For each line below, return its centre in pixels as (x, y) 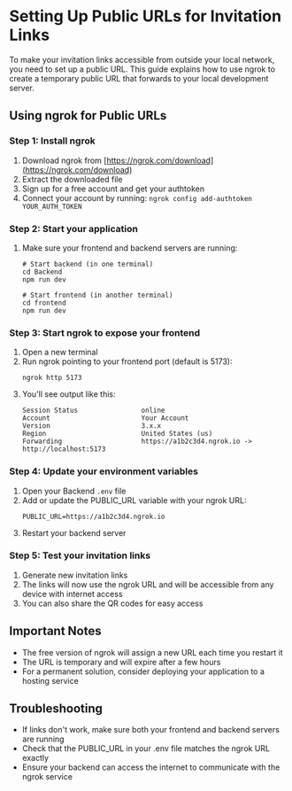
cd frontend (44, 303)
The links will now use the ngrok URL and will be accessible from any (148, 584)
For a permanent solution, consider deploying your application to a (143, 671)
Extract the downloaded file (72, 179)
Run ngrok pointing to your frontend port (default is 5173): (127, 361)
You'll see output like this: (69, 394)
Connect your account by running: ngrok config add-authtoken (137, 198)
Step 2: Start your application (74, 229)
